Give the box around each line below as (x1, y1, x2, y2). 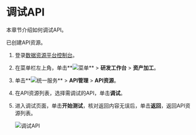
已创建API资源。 (6, 39, 46, 46)
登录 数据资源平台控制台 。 (14, 51, 78, 58)
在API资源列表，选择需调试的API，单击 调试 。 (14, 89, 126, 96)
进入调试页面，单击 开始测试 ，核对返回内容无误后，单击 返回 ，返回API (14, 102, 186, 109)
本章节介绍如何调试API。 (6, 26, 67, 33)
